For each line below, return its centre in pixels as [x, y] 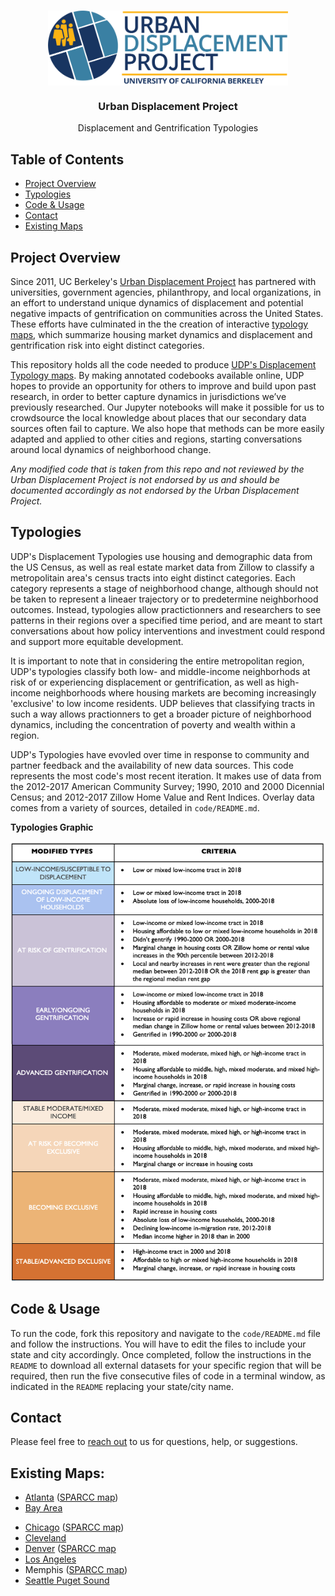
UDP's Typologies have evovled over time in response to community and [160, 754]
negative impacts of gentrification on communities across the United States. [167, 313]
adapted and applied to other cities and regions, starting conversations [156, 439]
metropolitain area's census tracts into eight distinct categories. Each [153, 577]
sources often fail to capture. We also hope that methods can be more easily [167, 428]
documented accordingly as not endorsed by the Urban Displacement [155, 490]
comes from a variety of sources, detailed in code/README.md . [135, 807]
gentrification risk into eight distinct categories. [107, 345]
